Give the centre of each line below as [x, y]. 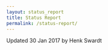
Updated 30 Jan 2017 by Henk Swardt [54, 41]
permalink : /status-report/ [42, 23]
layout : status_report [35, 12]
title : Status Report [34, 18]
